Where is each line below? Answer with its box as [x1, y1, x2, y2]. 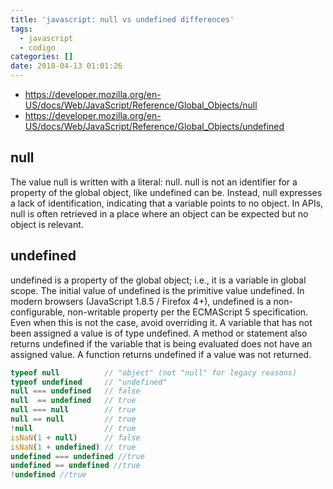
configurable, [10, 306, 66, 318]
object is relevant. [10, 218, 84, 230]
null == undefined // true [10, 396, 137, 406]
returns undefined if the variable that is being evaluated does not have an [10, 337, 313, 350]
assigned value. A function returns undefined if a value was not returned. [10, 348, 312, 360]
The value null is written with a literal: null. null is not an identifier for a [10, 176, 298, 188]
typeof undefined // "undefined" [10, 377, 168, 387]
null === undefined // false [10, 386, 141, 396]
